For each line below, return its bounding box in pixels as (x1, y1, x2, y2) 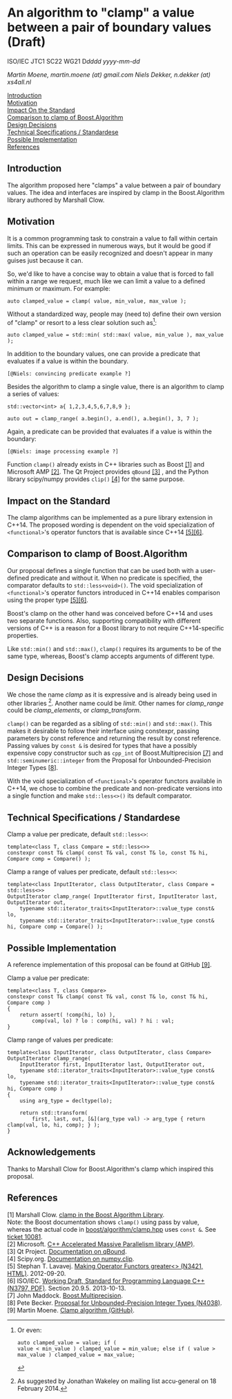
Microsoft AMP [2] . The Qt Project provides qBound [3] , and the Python (7, 468, 209, 476)
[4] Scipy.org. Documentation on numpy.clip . (7, 1255, 135, 1263)
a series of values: (7, 390, 60, 398)
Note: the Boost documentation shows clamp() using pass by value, (7, 1218, 200, 1226)
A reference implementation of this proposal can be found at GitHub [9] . (7, 960, 212, 968)
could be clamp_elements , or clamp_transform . (7, 706, 142, 715)
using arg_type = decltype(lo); (19, 1097, 113, 1104)
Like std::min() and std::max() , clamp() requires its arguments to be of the (7, 644, 222, 652)
